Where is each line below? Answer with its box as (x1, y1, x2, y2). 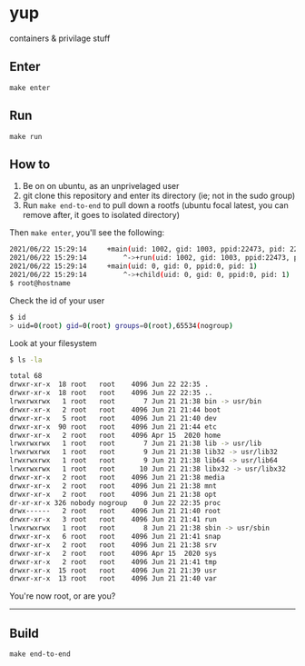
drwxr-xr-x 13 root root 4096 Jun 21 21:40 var (9, 574, 218, 583)
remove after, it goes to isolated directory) (22, 210, 180, 221)
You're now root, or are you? (9, 591, 116, 601)
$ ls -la (9, 355, 43, 364)
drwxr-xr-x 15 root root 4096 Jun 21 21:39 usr (9, 566, 218, 575)
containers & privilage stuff (9, 33, 111, 44)
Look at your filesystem (9, 337, 97, 348)
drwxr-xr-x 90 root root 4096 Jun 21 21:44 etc (9, 422, 218, 432)
